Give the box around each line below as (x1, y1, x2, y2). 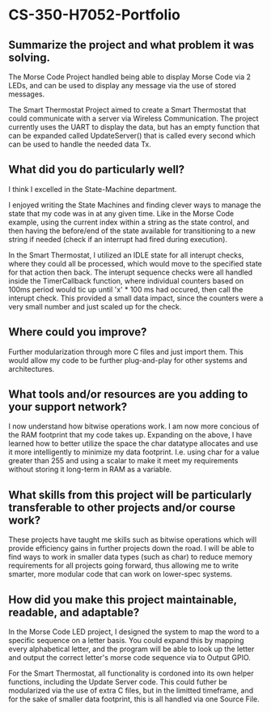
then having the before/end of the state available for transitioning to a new (8, 225, 256, 236)
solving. (8, 50, 51, 64)
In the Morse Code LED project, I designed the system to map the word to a (8, 627, 260, 637)
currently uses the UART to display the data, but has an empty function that (8, 122, 260, 131)
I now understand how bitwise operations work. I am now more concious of (8, 421, 260, 431)
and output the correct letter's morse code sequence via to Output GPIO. (8, 653, 251, 663)
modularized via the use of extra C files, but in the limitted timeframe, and (8, 686, 253, 696)
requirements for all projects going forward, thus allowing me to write (8, 561, 239, 570)
